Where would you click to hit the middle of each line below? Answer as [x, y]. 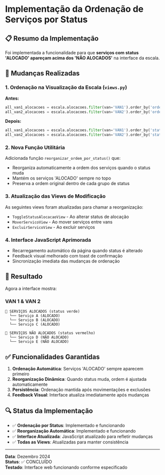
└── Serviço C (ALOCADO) [35, 325]
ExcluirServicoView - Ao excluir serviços [54, 227]
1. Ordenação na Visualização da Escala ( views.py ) [66, 87]
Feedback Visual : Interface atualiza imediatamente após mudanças [81, 395]
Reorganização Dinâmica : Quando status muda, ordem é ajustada [79, 379]
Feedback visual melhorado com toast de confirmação [67, 256]
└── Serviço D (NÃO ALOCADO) [39, 337]
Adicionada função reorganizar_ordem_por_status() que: [63, 158]
